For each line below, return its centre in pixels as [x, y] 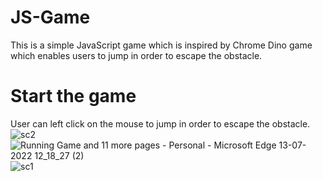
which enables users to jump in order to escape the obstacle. [136, 55]
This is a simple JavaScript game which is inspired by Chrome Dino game [161, 45]
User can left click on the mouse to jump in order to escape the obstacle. [160, 123]
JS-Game [50, 17]
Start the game [73, 96]
